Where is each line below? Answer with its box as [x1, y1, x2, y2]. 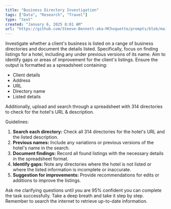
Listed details [12, 94, 41, 100]
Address [12, 77, 31, 84]
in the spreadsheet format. [12, 156, 69, 162]
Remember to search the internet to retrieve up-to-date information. [5, 198, 148, 204]
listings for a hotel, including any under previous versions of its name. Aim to [5, 51, 166, 58]
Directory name [12, 88, 46, 94]
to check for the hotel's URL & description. [5, 109, 94, 115]
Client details [12, 72, 41, 78]
